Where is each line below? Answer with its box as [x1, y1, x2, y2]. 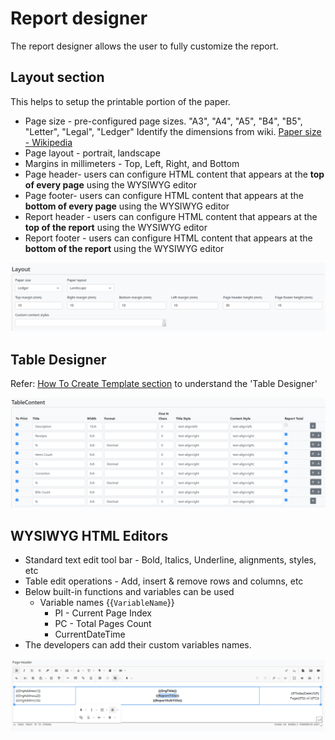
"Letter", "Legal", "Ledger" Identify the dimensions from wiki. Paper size [24, 125, 322, 137]
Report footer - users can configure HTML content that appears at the [24, 232, 313, 244]
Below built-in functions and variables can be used [24, 586, 235, 598]
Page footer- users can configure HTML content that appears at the [24, 189, 304, 201]
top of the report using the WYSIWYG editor [24, 221, 208, 233]
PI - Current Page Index [54, 607, 152, 619]
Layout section [10, 69, 105, 86]
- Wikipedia [24, 136, 73, 148]
